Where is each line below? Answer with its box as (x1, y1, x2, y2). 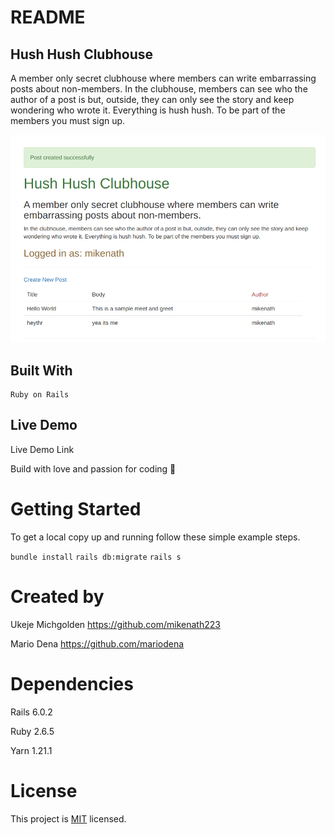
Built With (10, 362, 73, 379)
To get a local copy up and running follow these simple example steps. (10, 531, 301, 543)
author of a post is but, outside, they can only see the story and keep (10, 94, 295, 105)
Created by (10, 585, 105, 608)
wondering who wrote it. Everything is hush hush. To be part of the (10, 104, 286, 116)
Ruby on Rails (10, 390, 70, 400)
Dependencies (10, 672, 134, 695)
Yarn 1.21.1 (10, 744, 53, 756)
